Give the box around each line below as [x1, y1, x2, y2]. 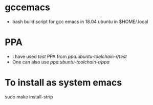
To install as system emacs [5, 77, 122, 89]
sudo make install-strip [5, 94, 53, 100]
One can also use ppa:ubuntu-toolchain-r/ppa [12, 58, 110, 65]
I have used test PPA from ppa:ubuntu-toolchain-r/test [12, 53, 127, 59]
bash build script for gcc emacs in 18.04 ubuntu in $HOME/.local [12, 18, 148, 25]
